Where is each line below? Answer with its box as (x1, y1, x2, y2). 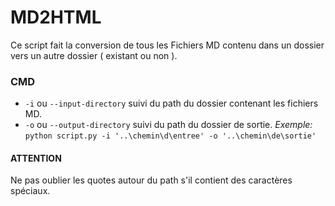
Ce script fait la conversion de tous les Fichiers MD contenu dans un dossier (10, 39, 325, 51)
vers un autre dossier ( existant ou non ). (10, 49, 178, 61)
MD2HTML (10, 6, 102, 29)
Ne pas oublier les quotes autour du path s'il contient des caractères (10, 174, 293, 186)
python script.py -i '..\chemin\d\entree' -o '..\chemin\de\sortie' (24, 131, 317, 141)
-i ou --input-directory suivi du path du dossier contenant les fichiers (24, 97, 319, 110)
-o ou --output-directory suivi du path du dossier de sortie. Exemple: (24, 119, 313, 131)
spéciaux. (10, 185, 51, 197)
